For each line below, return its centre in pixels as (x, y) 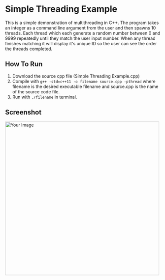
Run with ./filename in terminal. (45, 97)
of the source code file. (36, 91)
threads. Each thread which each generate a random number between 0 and (83, 33)
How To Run (24, 64)
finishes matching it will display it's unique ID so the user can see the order (81, 43)
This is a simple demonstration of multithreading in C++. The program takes (82, 23)
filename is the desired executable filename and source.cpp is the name (85, 86)
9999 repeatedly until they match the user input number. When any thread (80, 38)
